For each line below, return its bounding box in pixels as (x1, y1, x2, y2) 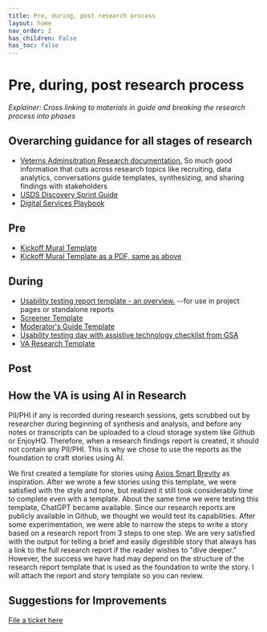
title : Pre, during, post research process (8, 11, 156, 20)
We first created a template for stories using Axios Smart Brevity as (8, 468, 230, 478)
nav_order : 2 (8, 26, 52, 34)
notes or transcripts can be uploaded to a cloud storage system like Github (8, 427, 255, 437)
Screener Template (19, 313, 83, 322)
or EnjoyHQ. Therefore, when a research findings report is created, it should (8, 436, 259, 445)
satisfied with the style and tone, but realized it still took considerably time (8, 485, 253, 495)
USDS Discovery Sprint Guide (19, 189, 119, 199)
